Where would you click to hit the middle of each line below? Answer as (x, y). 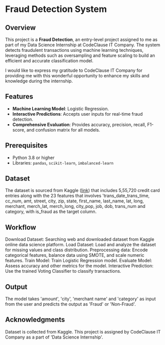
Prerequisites (26, 146)
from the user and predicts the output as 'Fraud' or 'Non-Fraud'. (71, 304)
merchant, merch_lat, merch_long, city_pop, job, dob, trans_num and (75, 206)
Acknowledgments (35, 320)
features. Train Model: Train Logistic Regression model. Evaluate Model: (79, 261)
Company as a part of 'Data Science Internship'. (54, 337)
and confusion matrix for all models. (63, 130)
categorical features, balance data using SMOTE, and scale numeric (75, 255)
